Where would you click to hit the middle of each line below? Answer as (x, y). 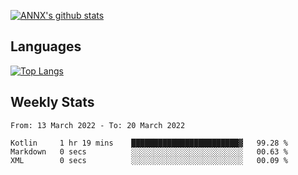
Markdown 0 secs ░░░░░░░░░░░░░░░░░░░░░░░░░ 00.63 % (149, 151)
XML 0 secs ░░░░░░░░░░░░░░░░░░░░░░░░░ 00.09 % (149, 160)
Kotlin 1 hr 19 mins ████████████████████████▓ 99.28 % (149, 143)
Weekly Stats (52, 102)
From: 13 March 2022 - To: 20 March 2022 (98, 125)
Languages (46, 46)
